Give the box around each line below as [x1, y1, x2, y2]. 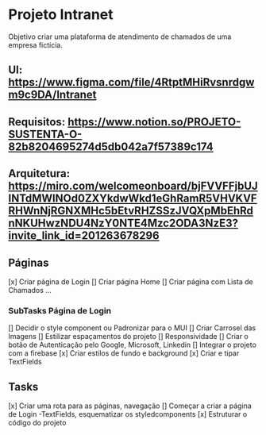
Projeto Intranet [8, 6, 114, 24]
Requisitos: [8, 115, 66, 129]
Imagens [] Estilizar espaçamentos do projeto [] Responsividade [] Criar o [8, 332, 249, 341]
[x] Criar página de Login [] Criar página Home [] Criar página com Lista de [8, 276, 254, 287]
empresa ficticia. [8, 40, 64, 49]
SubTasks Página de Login [8, 305, 112, 316]
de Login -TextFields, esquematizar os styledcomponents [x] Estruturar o [8, 410, 248, 419]
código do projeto [8, 418, 67, 428]
